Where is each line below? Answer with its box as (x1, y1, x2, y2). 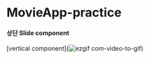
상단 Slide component (6, 29, 70, 37)
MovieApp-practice (6, 5, 122, 21)
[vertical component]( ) (6, 45, 144, 53)
